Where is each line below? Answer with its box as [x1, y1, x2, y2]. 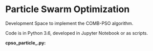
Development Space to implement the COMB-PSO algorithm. [5, 20, 134, 26]
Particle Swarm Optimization [5, 4, 130, 15]
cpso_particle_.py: [5, 39, 46, 46]
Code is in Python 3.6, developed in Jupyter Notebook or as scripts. [5, 30, 148, 36]
